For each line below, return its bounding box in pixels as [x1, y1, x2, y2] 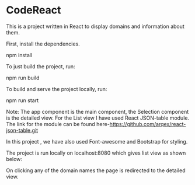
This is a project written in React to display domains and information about [6, 23, 185, 30]
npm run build [6, 74, 40, 81]
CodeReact [6, 4, 61, 17]
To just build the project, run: [6, 62, 75, 70]
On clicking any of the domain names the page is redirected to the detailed [6, 167, 186, 174]
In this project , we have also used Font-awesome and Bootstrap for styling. [6, 138, 188, 145]
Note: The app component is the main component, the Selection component [6, 108, 189, 115]
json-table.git [6, 127, 39, 134]
